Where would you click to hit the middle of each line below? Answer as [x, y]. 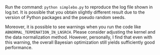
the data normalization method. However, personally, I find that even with [79, 37]
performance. [19, 47]
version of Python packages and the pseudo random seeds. [65, 17]
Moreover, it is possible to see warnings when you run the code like [73, 27]
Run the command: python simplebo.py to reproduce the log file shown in [79, 7]
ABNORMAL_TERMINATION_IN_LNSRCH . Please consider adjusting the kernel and [80, 32]
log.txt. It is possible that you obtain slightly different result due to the [75, 12]
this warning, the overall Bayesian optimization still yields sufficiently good [80, 42]
